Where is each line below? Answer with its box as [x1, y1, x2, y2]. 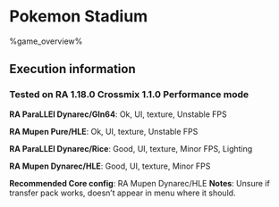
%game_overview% [9, 36, 83, 46]
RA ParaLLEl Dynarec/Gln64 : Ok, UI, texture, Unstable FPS [9, 109, 227, 120]
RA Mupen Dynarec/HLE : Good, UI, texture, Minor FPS [9, 161, 211, 171]
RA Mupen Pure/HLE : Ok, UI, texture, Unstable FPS [9, 126, 199, 137]
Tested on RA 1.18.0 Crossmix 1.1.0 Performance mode [9, 88, 249, 101]
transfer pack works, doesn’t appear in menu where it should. [9, 187, 236, 198]
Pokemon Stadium [9, 6, 148, 27]
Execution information [9, 62, 136, 77]
